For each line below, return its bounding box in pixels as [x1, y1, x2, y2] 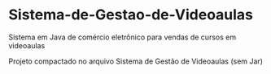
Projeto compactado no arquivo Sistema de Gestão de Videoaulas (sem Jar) [8, 56, 263, 66]
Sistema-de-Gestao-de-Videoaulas [8, 6, 254, 24]
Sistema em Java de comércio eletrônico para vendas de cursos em [8, 32, 237, 42]
